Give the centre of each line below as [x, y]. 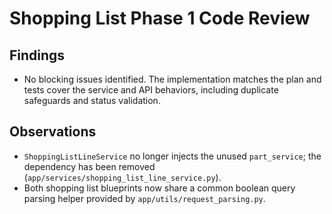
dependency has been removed [89, 166]
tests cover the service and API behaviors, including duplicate [151, 90]
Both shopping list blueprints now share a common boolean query [159, 188]
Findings [37, 55]
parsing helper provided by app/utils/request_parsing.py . [144, 198]
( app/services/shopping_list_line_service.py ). [122, 177]
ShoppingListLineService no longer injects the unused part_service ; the [172, 156]
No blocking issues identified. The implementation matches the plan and [172, 79]
